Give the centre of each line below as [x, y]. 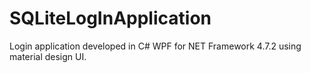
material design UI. [48, 56]
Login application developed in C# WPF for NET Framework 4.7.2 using [155, 46]
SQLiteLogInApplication [110, 18]
